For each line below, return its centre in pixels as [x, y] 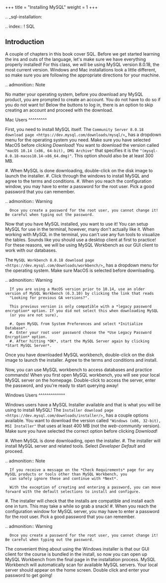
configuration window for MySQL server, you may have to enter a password [82, 511]
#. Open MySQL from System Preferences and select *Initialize [76, 324]
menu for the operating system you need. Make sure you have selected [78, 140]
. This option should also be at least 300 [112, 155]
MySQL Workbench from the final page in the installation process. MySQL [81, 559]
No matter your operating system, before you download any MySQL [74, 94]
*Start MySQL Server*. [28, 345]
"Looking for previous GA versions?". [50, 298]
